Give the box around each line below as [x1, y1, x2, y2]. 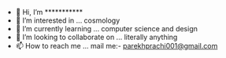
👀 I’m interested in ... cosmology [15, 16, 120, 25]
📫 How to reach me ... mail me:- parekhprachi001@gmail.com [15, 42, 218, 50]
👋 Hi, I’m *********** [15, 8, 83, 16]
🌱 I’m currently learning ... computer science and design [15, 24, 198, 33]
